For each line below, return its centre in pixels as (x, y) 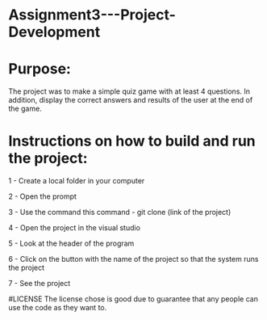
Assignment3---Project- (92, 15)
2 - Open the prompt (42, 196)
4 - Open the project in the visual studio (75, 228)
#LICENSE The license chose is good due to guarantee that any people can (133, 299)
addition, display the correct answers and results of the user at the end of (131, 100)
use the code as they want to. (58, 308)
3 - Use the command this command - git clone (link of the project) (120, 213)
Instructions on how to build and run (132, 141)
